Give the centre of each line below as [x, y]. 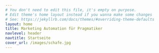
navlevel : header [23, 33]
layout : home [19, 24]
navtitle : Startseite [28, 38]
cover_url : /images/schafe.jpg [38, 43]
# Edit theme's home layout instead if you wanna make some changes [79, 15]
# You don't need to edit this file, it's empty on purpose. [71, 10]
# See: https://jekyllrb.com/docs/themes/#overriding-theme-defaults [80, 19]
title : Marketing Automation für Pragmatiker [54, 29]
